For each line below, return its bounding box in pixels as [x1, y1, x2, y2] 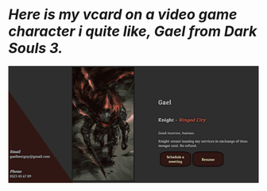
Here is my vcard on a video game [8, 6, 238, 24]
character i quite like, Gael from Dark [8, 22, 257, 40]
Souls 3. [8, 40, 64, 57]
